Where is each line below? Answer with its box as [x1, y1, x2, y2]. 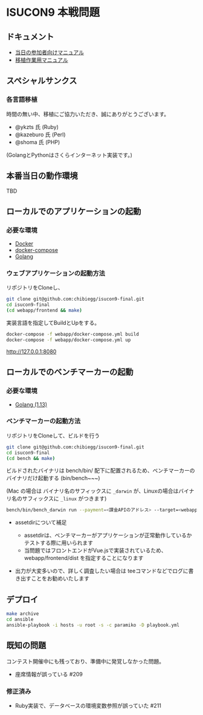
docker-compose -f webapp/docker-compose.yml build [6, 331, 139, 338]
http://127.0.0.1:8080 [6, 348, 57, 355]
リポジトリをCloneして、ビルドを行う [6, 431, 100, 439]
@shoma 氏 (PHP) [14, 138, 60, 145]
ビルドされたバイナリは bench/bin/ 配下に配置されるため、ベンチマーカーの [6, 467, 195, 474]
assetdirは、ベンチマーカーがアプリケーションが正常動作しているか [24, 531, 192, 539]
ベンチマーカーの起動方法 [6, 417, 81, 425]
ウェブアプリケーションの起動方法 [6, 269, 106, 278]
